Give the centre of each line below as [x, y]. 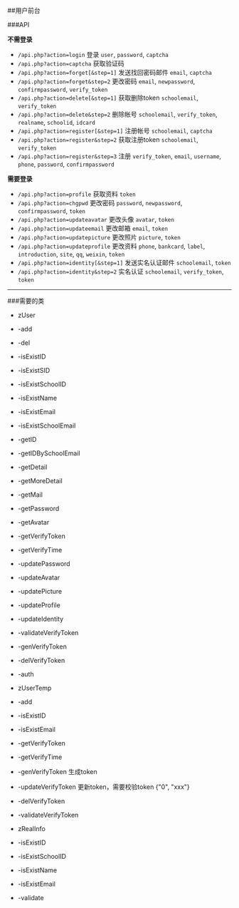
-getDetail [32, 467]
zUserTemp [34, 688]
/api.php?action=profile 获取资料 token [77, 194]
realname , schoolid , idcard [57, 122]
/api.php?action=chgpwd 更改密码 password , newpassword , [100, 203]
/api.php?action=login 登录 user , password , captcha [93, 55]
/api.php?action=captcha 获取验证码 [71, 63]
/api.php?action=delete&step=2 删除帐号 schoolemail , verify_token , [117, 114]
